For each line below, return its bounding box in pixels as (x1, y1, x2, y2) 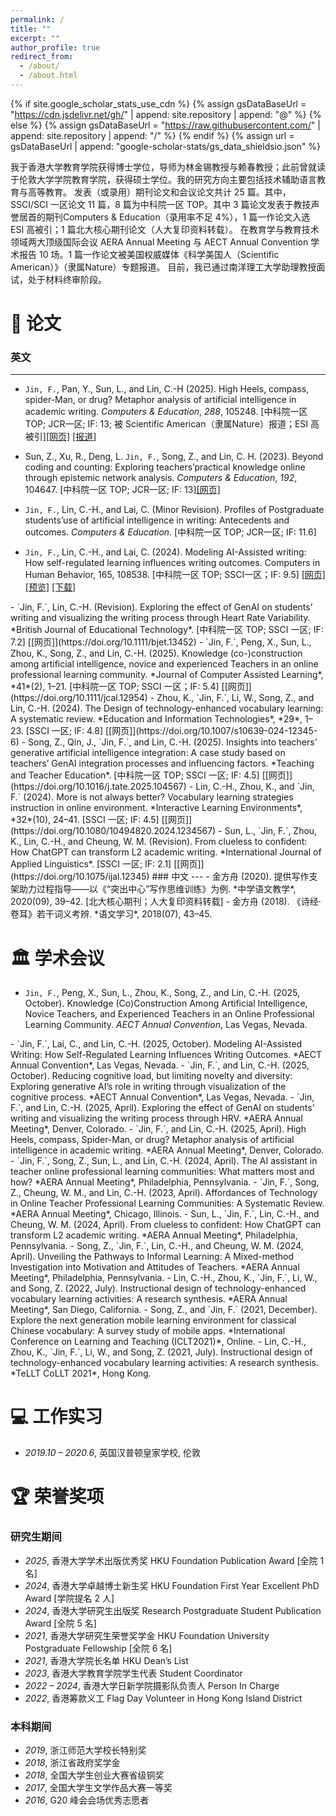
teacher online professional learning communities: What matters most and (10, 1166, 315, 1178)
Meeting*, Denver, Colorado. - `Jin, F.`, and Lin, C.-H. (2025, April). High (10, 1123, 307, 1135)
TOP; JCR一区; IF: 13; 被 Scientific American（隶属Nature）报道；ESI (24, 418, 309, 430)
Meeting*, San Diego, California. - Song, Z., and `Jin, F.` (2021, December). (10, 1304, 318, 1316)
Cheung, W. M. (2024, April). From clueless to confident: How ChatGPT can (10, 1219, 322, 1231)
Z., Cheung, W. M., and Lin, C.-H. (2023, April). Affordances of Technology (10, 1187, 318, 1199)
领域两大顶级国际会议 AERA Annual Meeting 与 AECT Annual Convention (10, 236, 309, 248)
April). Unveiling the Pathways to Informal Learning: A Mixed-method (10, 1251, 294, 1263)
